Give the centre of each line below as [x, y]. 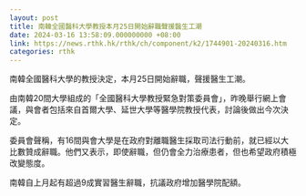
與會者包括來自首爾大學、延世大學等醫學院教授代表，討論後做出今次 [153, 109]
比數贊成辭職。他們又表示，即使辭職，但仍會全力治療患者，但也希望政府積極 [153, 152]
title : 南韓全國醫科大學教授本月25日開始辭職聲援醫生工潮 [106, 26]
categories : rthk [42, 52]
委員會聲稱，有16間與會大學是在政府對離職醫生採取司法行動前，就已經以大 [149, 140]
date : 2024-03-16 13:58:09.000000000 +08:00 [95, 35]
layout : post [34, 18]
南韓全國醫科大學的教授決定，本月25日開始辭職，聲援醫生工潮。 [130, 79]
